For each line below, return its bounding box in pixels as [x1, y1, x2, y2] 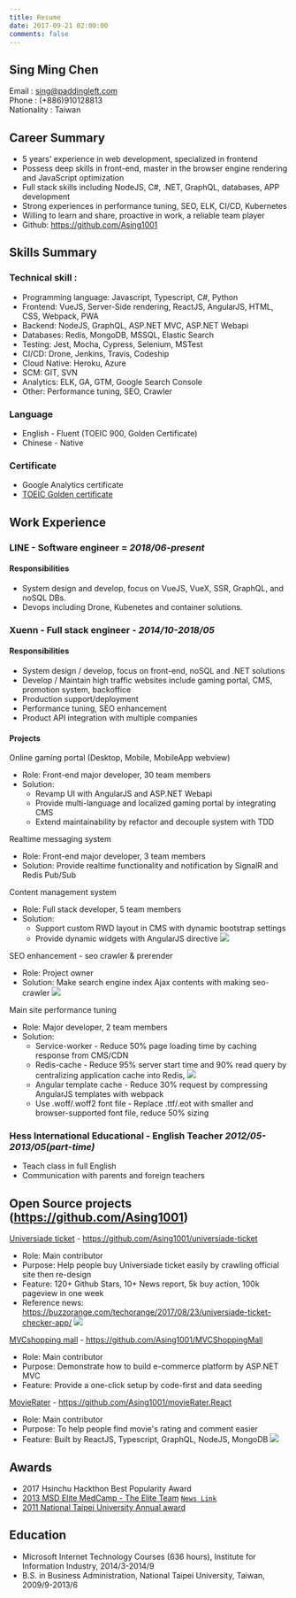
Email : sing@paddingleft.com [9, 86, 118, 96]
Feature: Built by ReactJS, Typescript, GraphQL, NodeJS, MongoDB [21, 1434, 269, 1445]
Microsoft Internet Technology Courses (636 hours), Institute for [21, 1551, 256, 1562]
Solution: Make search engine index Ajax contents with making [21, 977, 251, 988]
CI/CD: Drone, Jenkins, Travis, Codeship [21, 348, 170, 359]
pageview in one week [21, 1288, 104, 1299]
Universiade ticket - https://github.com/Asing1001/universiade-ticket [9, 1233, 258, 1244]
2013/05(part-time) [9, 1141, 95, 1154]
